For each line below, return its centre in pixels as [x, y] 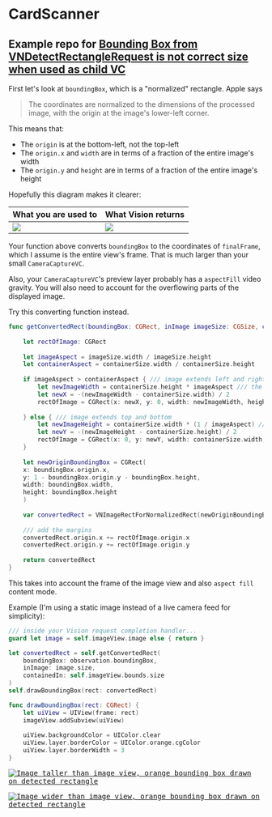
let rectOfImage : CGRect [65, 342]
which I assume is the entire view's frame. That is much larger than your [129, 255]
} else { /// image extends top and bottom [98, 417]
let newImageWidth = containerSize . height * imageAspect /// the [150, 387]
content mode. [33, 591]
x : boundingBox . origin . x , [67, 470]
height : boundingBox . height [70, 492]
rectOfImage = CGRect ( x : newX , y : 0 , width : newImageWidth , [141, 402]
